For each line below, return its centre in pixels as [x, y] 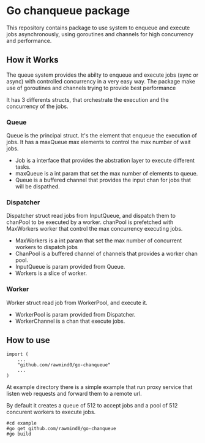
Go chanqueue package [68, 11]
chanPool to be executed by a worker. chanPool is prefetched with [90, 222]
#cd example [21, 423]
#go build [19, 434]
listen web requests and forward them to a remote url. [74, 394]
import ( [17, 354]
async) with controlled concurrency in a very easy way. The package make [101, 81]
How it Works [32, 60]
